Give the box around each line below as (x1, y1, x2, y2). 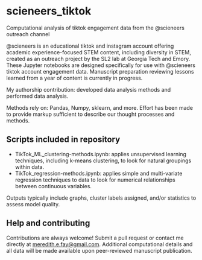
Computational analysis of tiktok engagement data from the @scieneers (6, 24, 185, 31)
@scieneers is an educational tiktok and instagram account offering (6, 42, 174, 49)
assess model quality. (6, 200, 60, 208)
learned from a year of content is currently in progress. (6, 74, 143, 81)
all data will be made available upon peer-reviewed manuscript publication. (6, 247, 192, 254)
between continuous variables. (14, 182, 92, 189)
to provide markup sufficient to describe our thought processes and (6, 110, 175, 118)
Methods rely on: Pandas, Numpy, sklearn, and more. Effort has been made (6, 104, 194, 111)
